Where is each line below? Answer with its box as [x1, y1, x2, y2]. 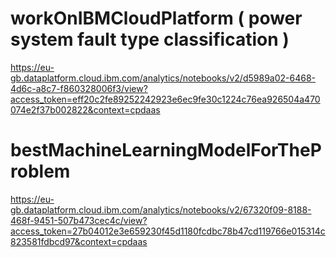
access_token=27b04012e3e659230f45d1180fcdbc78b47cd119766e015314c [10, 225, 326, 237]
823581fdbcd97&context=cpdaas [10, 235, 148, 247]
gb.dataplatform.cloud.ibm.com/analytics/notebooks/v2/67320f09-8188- [10, 203, 312, 216]
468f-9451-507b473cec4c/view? [10, 214, 148, 226]
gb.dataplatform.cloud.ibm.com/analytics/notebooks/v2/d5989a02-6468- [10, 72, 316, 84]
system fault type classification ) [10, 28, 290, 51]
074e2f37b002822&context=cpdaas [10, 103, 161, 116]
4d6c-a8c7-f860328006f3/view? [10, 82, 148, 94]
